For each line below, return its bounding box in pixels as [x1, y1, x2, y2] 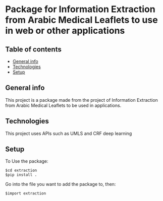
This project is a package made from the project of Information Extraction [5, 97, 158, 103]
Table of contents [5, 45, 62, 53]
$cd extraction [5, 168, 37, 173]
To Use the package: [5, 158, 49, 164]
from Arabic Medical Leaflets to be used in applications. [5, 102, 122, 108]
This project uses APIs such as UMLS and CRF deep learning [5, 130, 132, 137]
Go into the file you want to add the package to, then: [5, 181, 116, 187]
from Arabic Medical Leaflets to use [5, 14, 158, 26]
